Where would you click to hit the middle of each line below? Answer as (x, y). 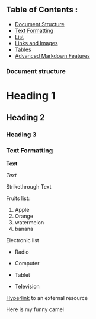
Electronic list (23, 240)
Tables (23, 49)
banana (24, 229)
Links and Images (36, 43)
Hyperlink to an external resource (47, 298)
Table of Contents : (42, 10)
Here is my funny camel (35, 309)
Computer (27, 263)
